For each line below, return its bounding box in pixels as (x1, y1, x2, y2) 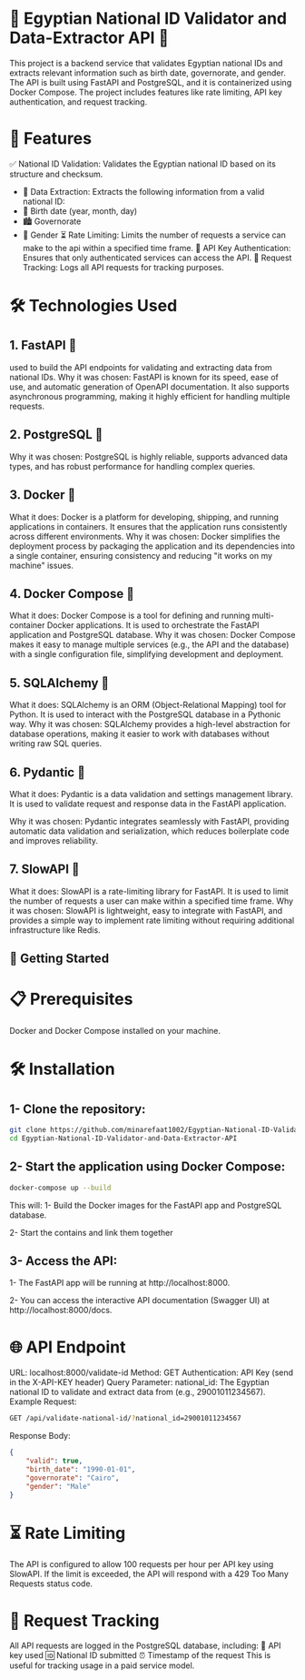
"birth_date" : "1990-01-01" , (25, 1464, 136, 1473)
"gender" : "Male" (25, 1482, 92, 1491)
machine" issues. (9, 560, 74, 571)
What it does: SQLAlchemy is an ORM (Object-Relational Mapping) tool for (9, 700, 287, 711)
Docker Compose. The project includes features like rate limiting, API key (9, 86, 283, 97)
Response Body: (9, 1431, 71, 1442)
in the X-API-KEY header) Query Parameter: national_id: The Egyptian (9, 1377, 270, 1388)
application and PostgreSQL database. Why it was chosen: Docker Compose (9, 630, 296, 641)
